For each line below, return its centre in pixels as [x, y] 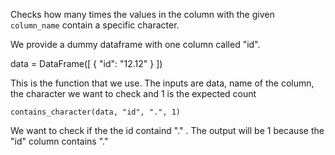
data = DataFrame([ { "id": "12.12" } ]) [86, 63]
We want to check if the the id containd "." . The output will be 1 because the [167, 130]
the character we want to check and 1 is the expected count [133, 93]
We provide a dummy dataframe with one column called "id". [135, 44]
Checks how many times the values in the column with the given [142, 14]
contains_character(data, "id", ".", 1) [96, 112]
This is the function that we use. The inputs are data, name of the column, [162, 83]
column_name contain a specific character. [95, 25]
